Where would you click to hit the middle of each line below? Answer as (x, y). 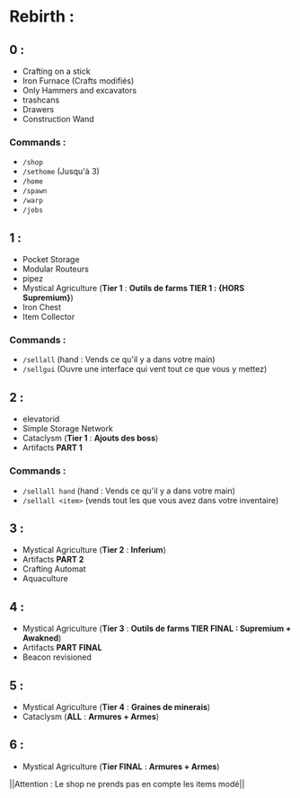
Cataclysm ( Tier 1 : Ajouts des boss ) (90, 439)
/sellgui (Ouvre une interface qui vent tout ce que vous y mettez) (145, 369)
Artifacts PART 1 (52, 448)
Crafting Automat (54, 569)
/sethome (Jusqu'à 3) (61, 172)
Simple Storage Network (68, 429)
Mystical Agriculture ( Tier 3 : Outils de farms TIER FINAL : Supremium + (157, 629)
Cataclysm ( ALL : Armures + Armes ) (91, 716)
